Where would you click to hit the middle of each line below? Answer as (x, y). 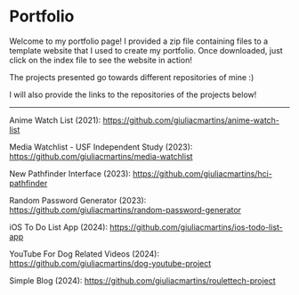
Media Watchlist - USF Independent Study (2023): (101, 147)
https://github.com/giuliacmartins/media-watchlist (101, 156)
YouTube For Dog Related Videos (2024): (85, 254)
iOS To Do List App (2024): (59, 227)
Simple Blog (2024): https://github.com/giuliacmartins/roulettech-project (142, 280)
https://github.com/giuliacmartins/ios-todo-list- (196, 227)
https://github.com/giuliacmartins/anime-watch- (191, 120)
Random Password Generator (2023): (78, 200)
